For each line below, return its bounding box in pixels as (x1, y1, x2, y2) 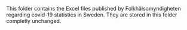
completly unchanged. (6, 18, 62, 24)
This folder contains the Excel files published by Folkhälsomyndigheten (6, 5, 181, 12)
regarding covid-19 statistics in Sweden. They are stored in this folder (6, 11, 177, 18)
